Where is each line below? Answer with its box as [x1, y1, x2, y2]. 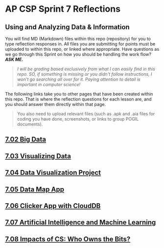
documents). [17, 121, 43, 127]
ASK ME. [5, 57, 23, 62]
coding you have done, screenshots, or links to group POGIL [17, 116, 139, 122]
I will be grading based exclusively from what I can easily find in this [17, 66, 155, 72]
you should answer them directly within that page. [5, 102, 106, 107]
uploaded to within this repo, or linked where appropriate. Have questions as [5, 46, 160, 52]
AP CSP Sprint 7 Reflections [5, 3, 121, 15]
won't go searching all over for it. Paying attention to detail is [17, 77, 141, 82]
